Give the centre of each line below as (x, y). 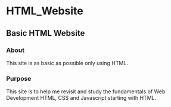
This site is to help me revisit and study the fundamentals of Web (86, 91)
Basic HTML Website (46, 33)
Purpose (19, 78)
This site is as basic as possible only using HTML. (67, 63)
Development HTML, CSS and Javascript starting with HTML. (81, 98)
